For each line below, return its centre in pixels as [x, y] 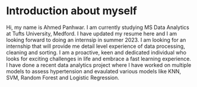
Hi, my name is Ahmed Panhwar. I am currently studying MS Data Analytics [98, 27]
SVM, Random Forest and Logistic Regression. [63, 78]
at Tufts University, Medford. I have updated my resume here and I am [92, 33]
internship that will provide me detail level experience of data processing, [96, 46]
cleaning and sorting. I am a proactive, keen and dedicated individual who [96, 52]
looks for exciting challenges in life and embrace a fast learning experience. [99, 59]
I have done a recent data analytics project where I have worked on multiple [99, 65]
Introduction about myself [72, 11]
